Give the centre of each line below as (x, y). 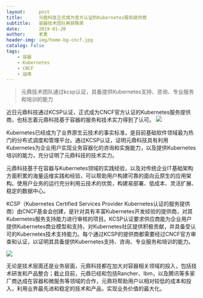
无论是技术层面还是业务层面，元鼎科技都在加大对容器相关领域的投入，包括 (99, 266)
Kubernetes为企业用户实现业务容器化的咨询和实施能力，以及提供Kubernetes (101, 148)
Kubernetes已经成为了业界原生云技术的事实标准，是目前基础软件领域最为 (97, 133)
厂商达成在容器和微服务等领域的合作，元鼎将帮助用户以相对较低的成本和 (96, 281)
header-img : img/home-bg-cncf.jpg (50, 40)
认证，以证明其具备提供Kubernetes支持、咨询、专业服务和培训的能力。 (105, 242)
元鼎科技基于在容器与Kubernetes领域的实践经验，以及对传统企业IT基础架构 (100, 168)
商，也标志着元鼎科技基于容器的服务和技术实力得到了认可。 (80, 120)
